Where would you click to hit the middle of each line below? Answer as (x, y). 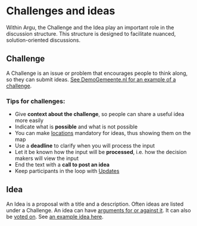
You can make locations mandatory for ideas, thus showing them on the (103, 133)
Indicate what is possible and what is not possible (76, 127)
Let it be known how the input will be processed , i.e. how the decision (101, 152)
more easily (29, 121)
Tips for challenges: (36, 101)
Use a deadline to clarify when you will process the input (85, 146)
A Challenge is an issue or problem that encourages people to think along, (97, 73)
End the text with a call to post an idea (62, 165)
